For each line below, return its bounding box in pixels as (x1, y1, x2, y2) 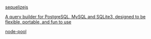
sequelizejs (5, 4, 28, 10)
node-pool (5, 29, 27, 34)
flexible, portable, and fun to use (5, 19, 72, 25)
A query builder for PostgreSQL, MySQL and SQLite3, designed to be (5, 14, 146, 19)
